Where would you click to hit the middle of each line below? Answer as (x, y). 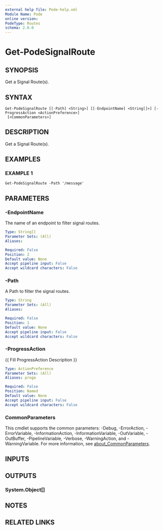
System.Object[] (25, 489)
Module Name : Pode (24, 14)
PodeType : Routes (23, 23)
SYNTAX (19, 97)
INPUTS (17, 459)
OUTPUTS (21, 476)
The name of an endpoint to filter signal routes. (52, 223)
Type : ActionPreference (29, 369)
